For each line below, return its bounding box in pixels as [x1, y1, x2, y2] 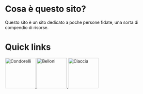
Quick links [5, 42, 51, 53]
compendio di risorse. [5, 24, 49, 30]
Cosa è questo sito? [5, 3, 86, 15]
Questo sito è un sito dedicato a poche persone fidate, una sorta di [5, 19, 139, 25]
